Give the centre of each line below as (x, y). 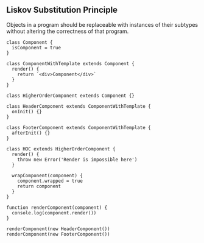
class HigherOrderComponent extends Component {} (71, 96)
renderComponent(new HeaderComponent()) (58, 229)
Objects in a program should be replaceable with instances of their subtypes (102, 24)
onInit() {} (27, 111)
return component (39, 186)
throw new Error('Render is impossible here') (77, 160)
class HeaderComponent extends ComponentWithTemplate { (79, 106)
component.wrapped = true (50, 181)
